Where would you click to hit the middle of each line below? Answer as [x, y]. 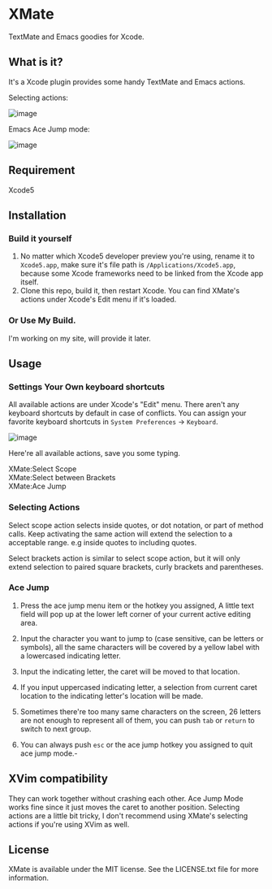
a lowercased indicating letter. [71, 656]
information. [29, 878]
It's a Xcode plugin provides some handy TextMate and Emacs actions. [127, 81]
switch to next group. [56, 729]
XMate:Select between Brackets [62, 478]
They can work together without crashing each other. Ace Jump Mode [126, 798]
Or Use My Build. [42, 320]
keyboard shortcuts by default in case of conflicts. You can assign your [127, 413]
